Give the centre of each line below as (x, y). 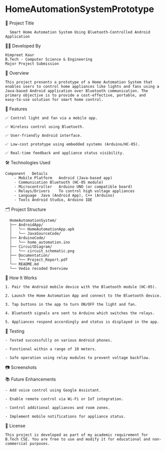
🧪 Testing (15, 331)
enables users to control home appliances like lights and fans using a (82, 86)
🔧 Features (16, 109)
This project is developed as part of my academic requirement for (77, 435)
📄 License (15, 426)
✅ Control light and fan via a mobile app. (52, 118)
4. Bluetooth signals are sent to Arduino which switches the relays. (80, 313)
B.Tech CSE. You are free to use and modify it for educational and (78, 439)
